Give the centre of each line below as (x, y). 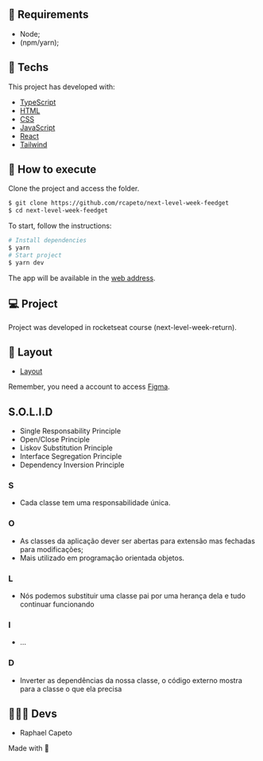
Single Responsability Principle (70, 431)
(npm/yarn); (39, 42)
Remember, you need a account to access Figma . (89, 386)
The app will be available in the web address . (82, 278)
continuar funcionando (57, 604)
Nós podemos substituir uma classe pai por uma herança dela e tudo (133, 596)
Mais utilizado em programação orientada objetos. (102, 558)
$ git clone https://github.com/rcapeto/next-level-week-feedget (118, 203)
